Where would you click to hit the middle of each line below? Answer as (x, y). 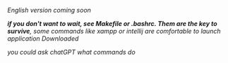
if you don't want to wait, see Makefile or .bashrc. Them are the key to (112, 23)
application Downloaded (43, 38)
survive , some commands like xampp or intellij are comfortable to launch (114, 31)
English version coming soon (49, 10)
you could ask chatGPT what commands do (71, 52)
